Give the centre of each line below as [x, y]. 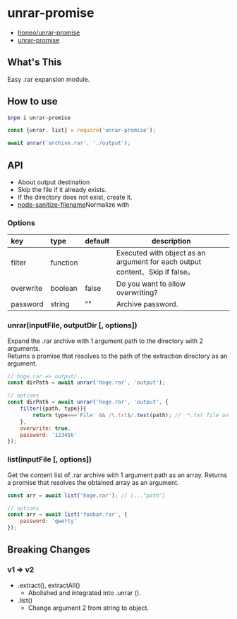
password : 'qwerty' [49, 521]
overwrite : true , [45, 428]
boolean [64, 289]
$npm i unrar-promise [39, 118]
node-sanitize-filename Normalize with [73, 205]
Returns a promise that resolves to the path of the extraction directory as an [117, 356]
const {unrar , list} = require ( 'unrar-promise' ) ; [82, 131]
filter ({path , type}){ [53, 409]
